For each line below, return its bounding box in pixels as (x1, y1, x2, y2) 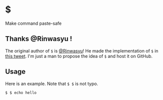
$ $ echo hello (5, 90, 37, 95)
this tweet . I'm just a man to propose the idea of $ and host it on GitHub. (5, 53, 153, 59)
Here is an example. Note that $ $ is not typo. (5, 81, 98, 87)
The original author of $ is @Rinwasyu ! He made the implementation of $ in (5, 48, 159, 53)
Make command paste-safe (5, 20, 62, 26)
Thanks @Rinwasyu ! (5, 35, 72, 43)
